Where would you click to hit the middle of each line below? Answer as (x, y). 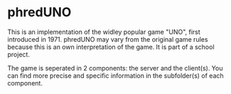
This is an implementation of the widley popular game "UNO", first (104, 32)
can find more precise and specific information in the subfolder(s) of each (116, 76)
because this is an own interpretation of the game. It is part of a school (111, 47)
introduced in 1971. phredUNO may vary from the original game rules (108, 39)
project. (19, 54)
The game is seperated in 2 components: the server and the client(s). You (115, 68)
